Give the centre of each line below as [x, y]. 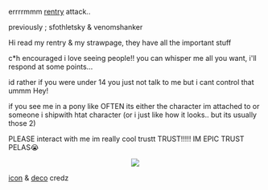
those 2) [22, 123]
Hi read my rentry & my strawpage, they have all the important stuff [120, 42]
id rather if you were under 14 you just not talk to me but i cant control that [132, 82]
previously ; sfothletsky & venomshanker [76, 27]
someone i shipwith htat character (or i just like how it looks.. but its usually [133, 115]
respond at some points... [51, 67]
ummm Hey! [29, 91]
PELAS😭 [24, 147]
